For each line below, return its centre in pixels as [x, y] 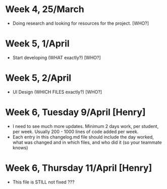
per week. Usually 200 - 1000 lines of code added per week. [75, 132]
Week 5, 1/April [37, 44]
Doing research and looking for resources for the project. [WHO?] [81, 23]
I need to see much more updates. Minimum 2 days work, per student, [86, 126]
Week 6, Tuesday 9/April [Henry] [75, 112]
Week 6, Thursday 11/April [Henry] [79, 168]
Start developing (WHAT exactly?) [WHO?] [57, 57]
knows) [20, 148]
